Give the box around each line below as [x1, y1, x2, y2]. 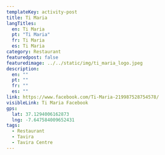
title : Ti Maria [6, 15, 47, 21]
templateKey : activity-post [6, 9, 78, 15]
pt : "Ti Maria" [12, 32, 51, 38]
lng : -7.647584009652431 [12, 117, 75, 123]
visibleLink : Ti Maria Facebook [6, 99, 88, 106]
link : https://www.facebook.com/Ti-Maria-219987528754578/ [6, 94, 160, 100]
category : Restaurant [6, 49, 61, 55]
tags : [6, 123, 20, 129]
